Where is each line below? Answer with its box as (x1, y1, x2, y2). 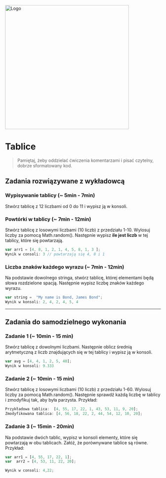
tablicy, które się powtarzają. (5, 237, 64, 243)
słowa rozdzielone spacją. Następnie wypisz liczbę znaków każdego (5, 280, 144, 286)
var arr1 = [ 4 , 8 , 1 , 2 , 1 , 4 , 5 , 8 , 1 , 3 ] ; (5, 247, 101, 252)
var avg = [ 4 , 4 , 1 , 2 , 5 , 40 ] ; (5, 359, 72, 364)
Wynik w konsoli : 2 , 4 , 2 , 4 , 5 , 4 (5, 299, 79, 304)
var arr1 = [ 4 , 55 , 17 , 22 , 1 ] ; (5, 454, 72, 460)
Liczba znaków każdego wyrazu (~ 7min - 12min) (5, 263, 124, 270)
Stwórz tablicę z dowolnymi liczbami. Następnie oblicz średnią (5, 344, 132, 350)
